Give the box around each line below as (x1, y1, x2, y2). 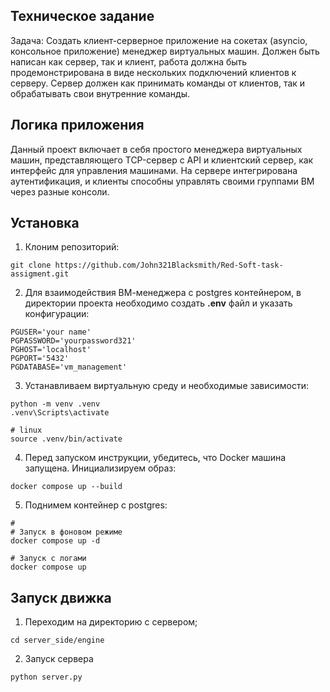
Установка (10, 215, 80, 232)
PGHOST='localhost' (10, 345, 92, 355)
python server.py (10, 672, 83, 683)
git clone (10, 260, 52, 271)
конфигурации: (24, 308, 90, 320)
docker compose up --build (10, 482, 123, 492)
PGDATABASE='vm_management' (10, 362, 128, 373)
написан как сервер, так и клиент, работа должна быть (10, 55, 248, 68)
